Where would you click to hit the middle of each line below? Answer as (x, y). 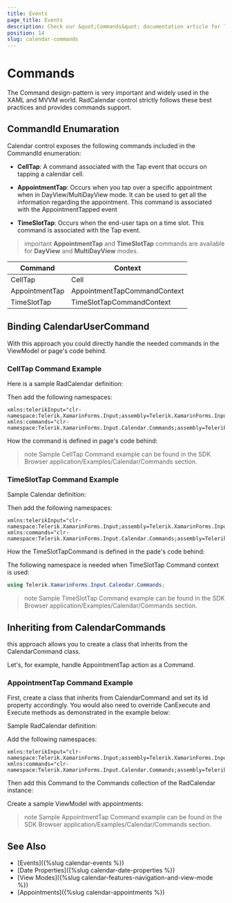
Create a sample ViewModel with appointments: (75, 804)
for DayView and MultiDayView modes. (81, 250)
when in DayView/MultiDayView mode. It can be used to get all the (112, 194)
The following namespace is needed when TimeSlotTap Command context (113, 565)
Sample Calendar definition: (47, 495)
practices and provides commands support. (69, 107)
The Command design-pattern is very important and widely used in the (108, 93)
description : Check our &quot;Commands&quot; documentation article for (114, 26)
